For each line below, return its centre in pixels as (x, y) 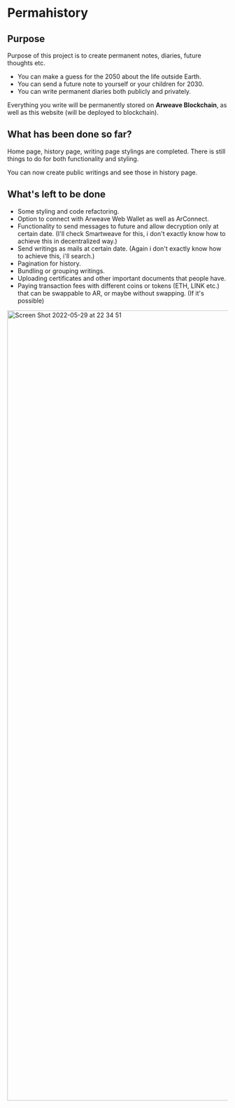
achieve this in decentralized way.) (67, 241)
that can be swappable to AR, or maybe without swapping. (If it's (111, 293)
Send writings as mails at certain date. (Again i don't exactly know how (119, 248)
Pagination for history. (49, 263)
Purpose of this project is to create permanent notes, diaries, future (104, 55)
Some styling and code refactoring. (68, 211)
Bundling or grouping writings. (61, 270)
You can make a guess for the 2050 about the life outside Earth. (109, 76)
